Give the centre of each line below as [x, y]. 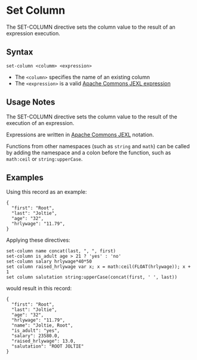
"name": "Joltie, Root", [42, 326]
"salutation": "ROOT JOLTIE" [48, 347]
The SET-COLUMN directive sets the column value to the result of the [92, 117]
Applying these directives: [38, 240]
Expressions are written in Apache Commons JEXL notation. [80, 135]
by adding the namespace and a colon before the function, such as [89, 152]
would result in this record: [39, 288]
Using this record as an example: [47, 192]
